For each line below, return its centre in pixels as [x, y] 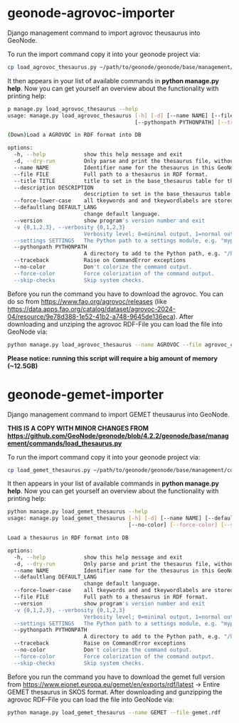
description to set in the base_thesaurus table [157, 194]
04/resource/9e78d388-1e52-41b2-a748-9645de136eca [91, 316]
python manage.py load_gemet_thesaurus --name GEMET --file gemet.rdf [114, 712]
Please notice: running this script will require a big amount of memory [113, 358]
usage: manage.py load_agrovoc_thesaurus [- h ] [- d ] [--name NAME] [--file [121, 115]
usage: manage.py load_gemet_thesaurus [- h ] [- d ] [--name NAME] [105, 518]
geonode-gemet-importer [86, 395]
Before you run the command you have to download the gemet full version [116, 677]
